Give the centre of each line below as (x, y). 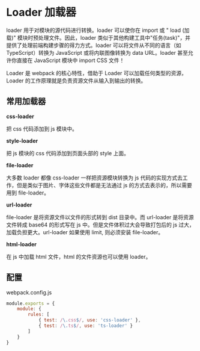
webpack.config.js (29, 292)
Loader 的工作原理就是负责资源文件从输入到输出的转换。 (76, 80)
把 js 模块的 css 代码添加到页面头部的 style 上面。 (68, 153)
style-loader (22, 141)
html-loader (22, 244)
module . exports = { (31, 303)
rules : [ (39, 315)
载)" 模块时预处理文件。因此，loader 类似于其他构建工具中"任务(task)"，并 (98, 37)
